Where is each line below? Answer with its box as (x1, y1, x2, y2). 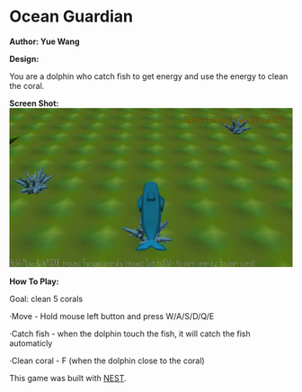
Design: (9, 53, 40, 64)
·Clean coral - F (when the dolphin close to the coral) (9, 355, 205, 366)
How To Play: (9, 276, 60, 287)
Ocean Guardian (9, 6, 133, 27)
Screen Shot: (9, 97, 59, 109)
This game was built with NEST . (9, 373, 127, 384)
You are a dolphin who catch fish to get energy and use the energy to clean (9, 70, 289, 82)
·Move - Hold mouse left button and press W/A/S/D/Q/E (9, 311, 215, 322)
